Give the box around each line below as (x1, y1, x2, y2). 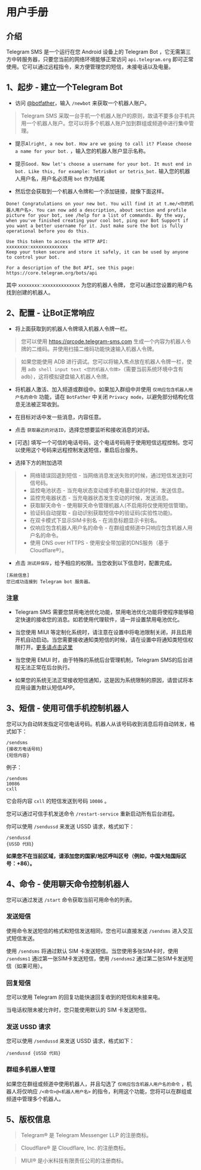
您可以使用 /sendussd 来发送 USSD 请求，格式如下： (6, 1037, 135, 1045)
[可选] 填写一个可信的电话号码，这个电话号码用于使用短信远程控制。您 (14, 438, 188, 446)
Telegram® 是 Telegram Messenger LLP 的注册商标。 (20, 1131, 152, 1138)
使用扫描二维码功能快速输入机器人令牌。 (57, 345, 157, 352)
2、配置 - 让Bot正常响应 (6, 308, 95, 318)
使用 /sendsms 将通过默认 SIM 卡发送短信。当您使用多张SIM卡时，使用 (6, 947, 178, 954)
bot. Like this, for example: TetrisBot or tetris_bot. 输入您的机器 (14, 167, 190, 174)
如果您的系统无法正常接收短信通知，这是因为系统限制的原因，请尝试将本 (14, 676, 193, 683)
